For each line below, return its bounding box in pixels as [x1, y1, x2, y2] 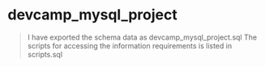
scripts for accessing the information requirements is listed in [27, 40, 233, 50]
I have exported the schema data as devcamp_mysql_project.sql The [27, 32, 257, 42]
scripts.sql [27, 49, 62, 59]
